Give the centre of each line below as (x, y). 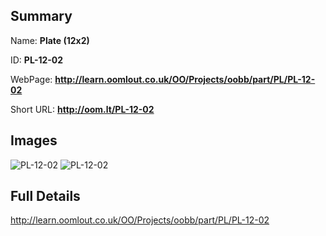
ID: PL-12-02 (37, 60)
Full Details (45, 196)
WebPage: (31, 79)
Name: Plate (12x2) (50, 40)
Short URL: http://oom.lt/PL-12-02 (82, 109)
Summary (41, 16)
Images (34, 140)
